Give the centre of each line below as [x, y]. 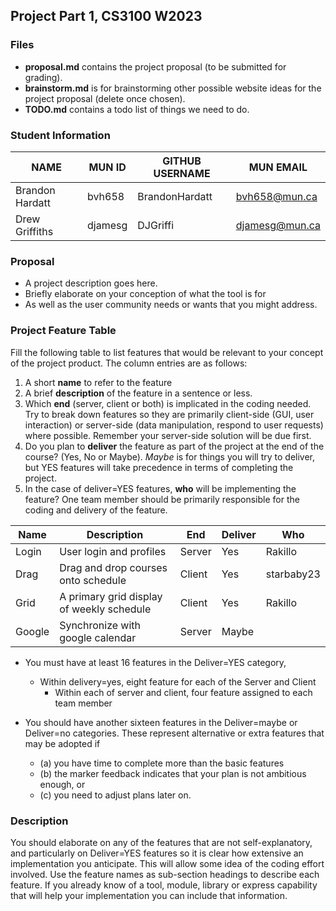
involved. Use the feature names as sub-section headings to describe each [165, 874]
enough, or [62, 784]
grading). [43, 77]
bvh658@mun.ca [276, 196]
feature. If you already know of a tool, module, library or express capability [164, 885]
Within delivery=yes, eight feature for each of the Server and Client [178, 681]
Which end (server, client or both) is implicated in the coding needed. [168, 403]
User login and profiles [113, 551]
